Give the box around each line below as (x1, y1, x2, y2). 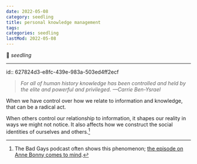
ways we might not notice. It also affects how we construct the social (6, 121, 173, 128)
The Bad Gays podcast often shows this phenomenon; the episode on (14, 145, 184, 152)
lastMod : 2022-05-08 (6, 36, 57, 41)
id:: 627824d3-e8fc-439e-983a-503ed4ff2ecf (6, 68, 119, 75)
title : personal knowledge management (6, 19, 101, 25)
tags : (6, 25, 19, 31)
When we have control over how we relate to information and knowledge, (6, 97, 183, 104)
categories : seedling (6, 30, 59, 36)
